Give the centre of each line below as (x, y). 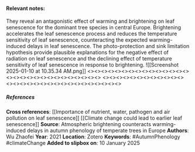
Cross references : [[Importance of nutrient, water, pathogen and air (88, 112)
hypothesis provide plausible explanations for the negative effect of (87, 52)
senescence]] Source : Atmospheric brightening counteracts (78, 124)
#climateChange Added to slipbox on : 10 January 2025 (73, 143)
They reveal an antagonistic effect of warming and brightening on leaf (90, 21)
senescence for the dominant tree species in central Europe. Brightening (94, 28)
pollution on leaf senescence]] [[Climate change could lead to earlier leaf (94, 118)
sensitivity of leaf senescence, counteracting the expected (77, 40)
